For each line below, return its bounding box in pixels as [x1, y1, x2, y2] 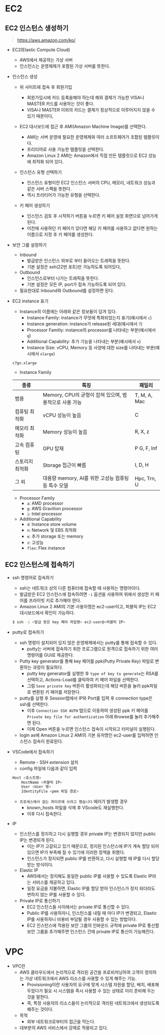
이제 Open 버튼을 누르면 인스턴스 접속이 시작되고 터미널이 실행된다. [27, 726, 156, 732]
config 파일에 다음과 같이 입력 [19, 765, 77, 771]
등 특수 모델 [42, 482, 68, 489]
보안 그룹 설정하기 [12, 242, 47, 248]
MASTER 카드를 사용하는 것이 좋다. [27, 101, 95, 107]
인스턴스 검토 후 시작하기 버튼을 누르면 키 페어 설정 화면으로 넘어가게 [27, 213, 158, 219]
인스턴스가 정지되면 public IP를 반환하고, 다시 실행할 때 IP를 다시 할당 [27, 855, 160, 861]
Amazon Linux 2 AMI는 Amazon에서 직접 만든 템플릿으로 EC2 [27, 152, 147, 158]
